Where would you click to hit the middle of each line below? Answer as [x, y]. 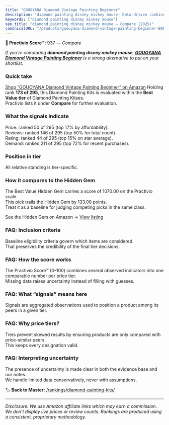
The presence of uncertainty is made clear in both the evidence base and [81, 369]
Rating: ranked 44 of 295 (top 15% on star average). [59, 138]
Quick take [19, 76]
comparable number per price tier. [41, 276]
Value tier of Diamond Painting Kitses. [45, 98]
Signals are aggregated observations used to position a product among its [82, 305]
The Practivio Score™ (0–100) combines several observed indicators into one [84, 270]
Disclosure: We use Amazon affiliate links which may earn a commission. [81, 406]
